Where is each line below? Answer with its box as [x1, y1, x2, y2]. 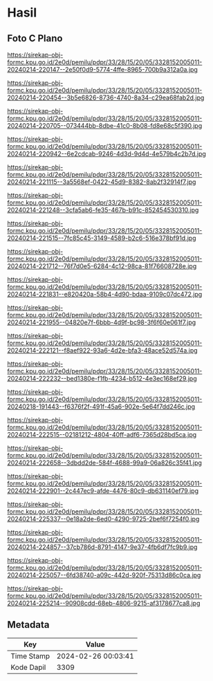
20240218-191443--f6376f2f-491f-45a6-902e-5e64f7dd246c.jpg [7, 402, 196, 411]
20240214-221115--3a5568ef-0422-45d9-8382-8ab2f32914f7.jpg [7, 178, 196, 186]
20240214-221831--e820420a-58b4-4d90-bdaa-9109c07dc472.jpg [7, 290, 203, 298]
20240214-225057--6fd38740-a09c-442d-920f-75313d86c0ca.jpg [7, 571, 201, 579]
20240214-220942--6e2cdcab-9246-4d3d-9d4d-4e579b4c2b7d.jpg [7, 150, 206, 158]
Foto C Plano [7, 32, 63, 44]
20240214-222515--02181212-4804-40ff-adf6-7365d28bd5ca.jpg [7, 431, 197, 438]
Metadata [7, 619, 50, 631]
